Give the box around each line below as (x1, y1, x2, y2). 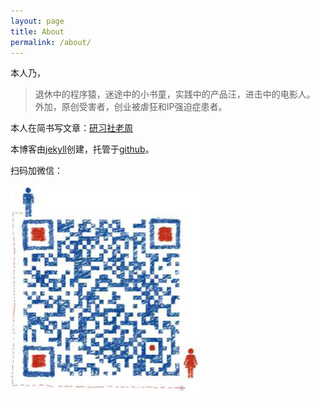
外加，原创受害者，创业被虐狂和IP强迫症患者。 (34, 101, 228, 113)
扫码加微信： (10, 165, 63, 177)
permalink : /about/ (10, 37, 92, 47)
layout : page (10, 16, 65, 26)
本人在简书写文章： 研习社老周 (10, 122, 133, 134)
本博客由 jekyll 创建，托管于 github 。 (10, 143, 155, 155)
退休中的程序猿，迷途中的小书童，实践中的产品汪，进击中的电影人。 (34, 88, 316, 100)
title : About (10, 26, 65, 37)
